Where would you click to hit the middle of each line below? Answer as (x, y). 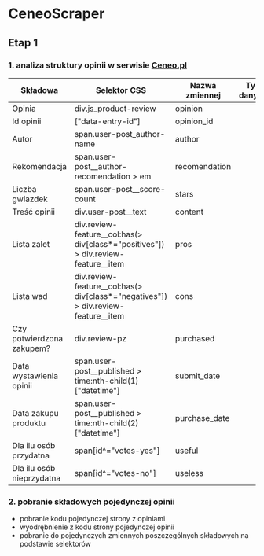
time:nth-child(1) (106, 381)
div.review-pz (101, 338)
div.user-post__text (110, 212)
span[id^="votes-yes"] (117, 451)
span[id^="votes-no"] (115, 473)
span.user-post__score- (120, 189)
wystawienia (35, 376)
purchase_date (203, 418)
